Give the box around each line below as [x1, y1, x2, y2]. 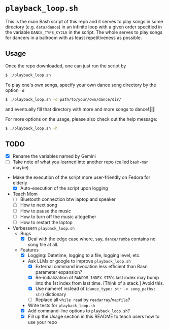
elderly [12, 180, 27, 186]
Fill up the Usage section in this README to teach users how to [27, 313, 160, 320]
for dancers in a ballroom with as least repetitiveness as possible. [5, 34, 142, 41]
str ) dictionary [35, 291, 66, 297]
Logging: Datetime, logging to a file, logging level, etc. [27, 252, 141, 258]
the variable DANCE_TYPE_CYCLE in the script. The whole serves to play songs [5, 29, 163, 35]
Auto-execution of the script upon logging [20, 185, 108, 191]
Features [20, 247, 39, 253]
